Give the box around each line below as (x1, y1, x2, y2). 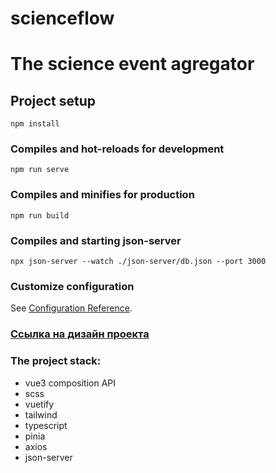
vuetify (24, 398, 55, 410)
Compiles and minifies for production (10, 188, 195, 202)
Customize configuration (10, 280, 135, 293)
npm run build (10, 210, 70, 221)
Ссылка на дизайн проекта (10, 327, 150, 341)
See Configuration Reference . (10, 302, 133, 314)
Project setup (10, 92, 97, 109)
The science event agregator (10, 53, 255, 76)
